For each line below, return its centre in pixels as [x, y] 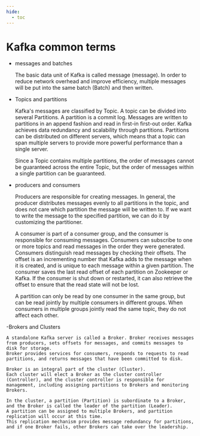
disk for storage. [29, 349]
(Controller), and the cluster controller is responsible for [85, 380]
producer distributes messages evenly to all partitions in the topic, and [102, 203]
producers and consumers [48, 185]
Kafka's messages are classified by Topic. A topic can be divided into [101, 111]
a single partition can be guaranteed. [60, 174]
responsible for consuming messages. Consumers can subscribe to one [104, 240]
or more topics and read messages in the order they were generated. [100, 247]
